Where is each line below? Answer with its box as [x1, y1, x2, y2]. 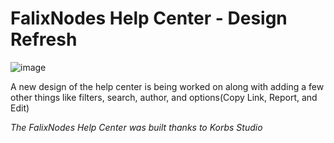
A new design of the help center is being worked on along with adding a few [10, 80, 325, 92]
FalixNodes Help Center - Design [10, 7, 288, 30]
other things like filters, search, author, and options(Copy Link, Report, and [10, 91, 318, 103]
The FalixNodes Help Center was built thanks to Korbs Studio [10, 121, 263, 133]
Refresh [10, 28, 78, 51]
